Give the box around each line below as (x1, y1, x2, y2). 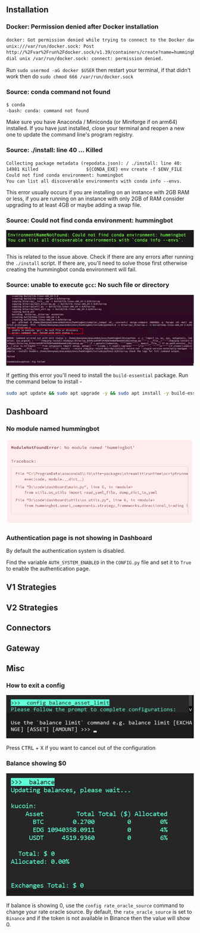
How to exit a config (6, 681, 65, 689)
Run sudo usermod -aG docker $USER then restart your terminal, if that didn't (6, 67, 191, 74)
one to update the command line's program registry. (6, 131, 134, 138)
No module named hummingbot (6, 424, 99, 433)
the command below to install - (6, 378, 82, 385)
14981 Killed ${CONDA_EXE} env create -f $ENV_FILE (6, 166, 183, 172)
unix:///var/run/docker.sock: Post (6, 43, 95, 49)
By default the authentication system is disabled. (6, 547, 126, 554)
